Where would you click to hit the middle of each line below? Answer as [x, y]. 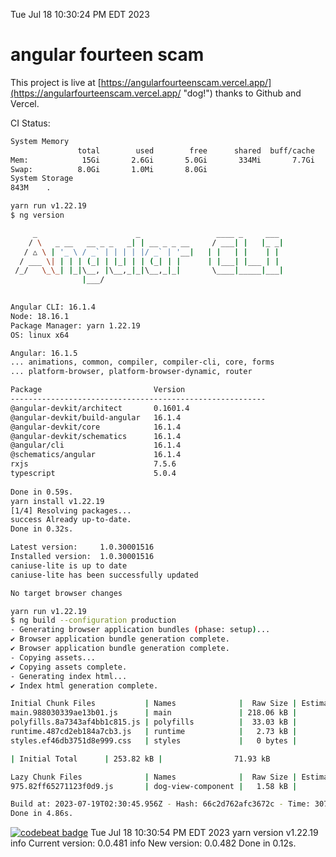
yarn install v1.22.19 [57, 501]
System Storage [42, 179]
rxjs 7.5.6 [93, 464]
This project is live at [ [56, 82]
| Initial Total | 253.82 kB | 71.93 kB [140, 759]
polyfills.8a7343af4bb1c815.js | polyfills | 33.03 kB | [154, 722]
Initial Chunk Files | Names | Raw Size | [154, 704]
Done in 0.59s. [42, 492]
